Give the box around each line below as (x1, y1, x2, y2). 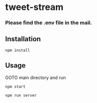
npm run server (5, 93, 37, 98)
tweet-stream (5, 1, 63, 13)
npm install (5, 48, 30, 53)
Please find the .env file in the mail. (5, 19, 92, 26)
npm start (5, 84, 26, 89)
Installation (5, 34, 41, 43)
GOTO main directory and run (5, 74, 66, 81)
